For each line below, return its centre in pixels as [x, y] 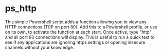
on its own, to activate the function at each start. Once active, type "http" [78, 32]
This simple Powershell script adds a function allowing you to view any [76, 22]
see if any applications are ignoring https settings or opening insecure [75, 42]
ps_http [21, 8]
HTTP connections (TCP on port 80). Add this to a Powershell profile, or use [81, 27]
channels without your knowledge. [40, 47]
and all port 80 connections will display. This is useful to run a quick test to [80, 37]
